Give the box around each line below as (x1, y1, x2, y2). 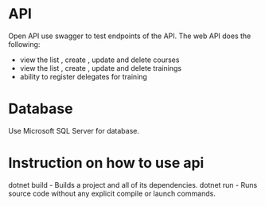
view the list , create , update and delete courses (19, 55, 180, 64)
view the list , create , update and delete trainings (19, 63, 181, 72)
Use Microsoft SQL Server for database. (8, 126, 139, 135)
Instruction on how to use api (8, 154, 205, 172)
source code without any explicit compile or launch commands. (8, 189, 216, 198)
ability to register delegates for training (19, 72, 147, 81)
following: (8, 39, 41, 49)
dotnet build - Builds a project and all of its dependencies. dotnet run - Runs (8, 180, 258, 189)
